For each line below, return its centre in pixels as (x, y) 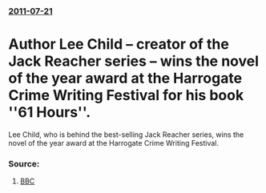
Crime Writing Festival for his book (126, 96)
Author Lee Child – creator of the (119, 44)
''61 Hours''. (50, 113)
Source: (24, 163)
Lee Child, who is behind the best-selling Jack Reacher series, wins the (126, 135)
